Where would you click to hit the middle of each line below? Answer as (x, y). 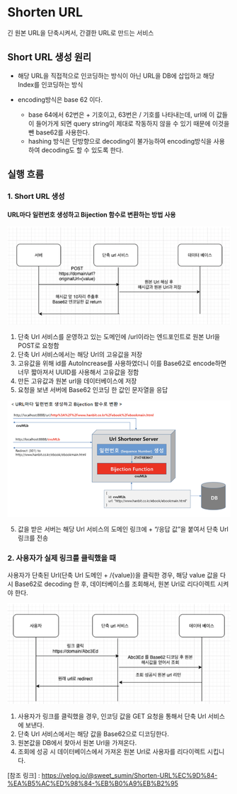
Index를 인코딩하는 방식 (50, 84)
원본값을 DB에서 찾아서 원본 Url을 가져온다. (77, 742)
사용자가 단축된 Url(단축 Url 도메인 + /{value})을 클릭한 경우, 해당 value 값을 (113, 575)
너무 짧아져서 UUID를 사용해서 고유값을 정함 (78, 372)
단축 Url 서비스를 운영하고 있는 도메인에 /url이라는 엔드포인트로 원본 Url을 (119, 336)
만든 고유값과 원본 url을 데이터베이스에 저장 (77, 381)
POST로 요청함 (38, 345)
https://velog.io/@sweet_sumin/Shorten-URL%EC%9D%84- (129, 775)
